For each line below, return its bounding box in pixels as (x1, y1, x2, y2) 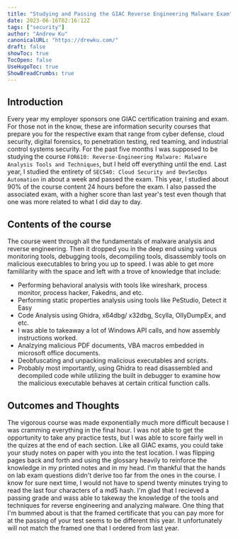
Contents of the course (7, 218, 112, 230)
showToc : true (7, 50, 50, 57)
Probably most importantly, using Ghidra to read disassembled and (17, 364, 213, 372)
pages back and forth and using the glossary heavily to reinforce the (7, 455, 208, 465)
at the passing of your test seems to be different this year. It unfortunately (7, 516, 222, 525)
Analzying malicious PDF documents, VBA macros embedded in (17, 341, 204, 350)
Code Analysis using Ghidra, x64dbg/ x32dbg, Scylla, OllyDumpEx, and (17, 311, 227, 320)
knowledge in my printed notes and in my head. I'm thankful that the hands (7, 463, 226, 472)
